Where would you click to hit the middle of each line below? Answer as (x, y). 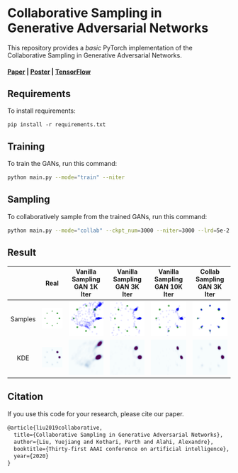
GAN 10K (169, 287)
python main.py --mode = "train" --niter (66, 178)
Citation (25, 397)
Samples (23, 319)
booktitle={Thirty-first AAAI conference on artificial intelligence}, (122, 449)
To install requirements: (41, 111)
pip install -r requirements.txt (57, 125)
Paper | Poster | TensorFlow (49, 72)
